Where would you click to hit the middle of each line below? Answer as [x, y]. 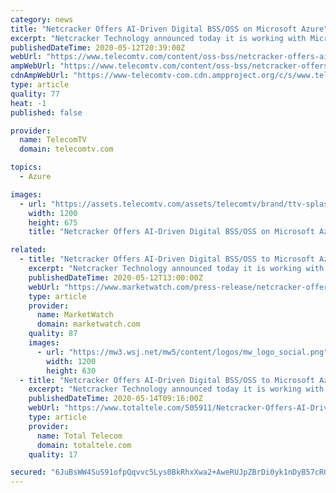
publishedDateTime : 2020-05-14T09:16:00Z [115, 399]
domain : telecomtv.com [66, 149]
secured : [28, 472]
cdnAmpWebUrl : [40, 76]
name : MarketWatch [75, 315]
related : [28, 250]
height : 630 [71, 371]
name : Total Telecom [79, 436]
